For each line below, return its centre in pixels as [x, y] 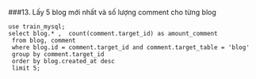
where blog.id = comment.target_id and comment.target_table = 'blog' [130, 47]
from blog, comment [44, 40]
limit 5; [26, 68]
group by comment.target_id [58, 55]
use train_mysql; [37, 27]
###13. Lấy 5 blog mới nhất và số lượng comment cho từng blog [112, 12]
